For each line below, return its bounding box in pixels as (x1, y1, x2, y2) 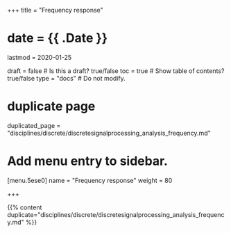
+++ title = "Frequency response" (7, 6, 104, 14)
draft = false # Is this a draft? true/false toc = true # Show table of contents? (7, 66, 225, 75)
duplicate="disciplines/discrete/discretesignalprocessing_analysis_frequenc (7, 210, 225, 218)
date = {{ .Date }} (7, 31, 108, 46)
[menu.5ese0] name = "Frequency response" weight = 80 (7, 176, 173, 184)
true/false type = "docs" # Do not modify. (7, 74, 126, 82)
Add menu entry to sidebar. (7, 153, 169, 169)
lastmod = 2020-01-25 (7, 53, 72, 61)
